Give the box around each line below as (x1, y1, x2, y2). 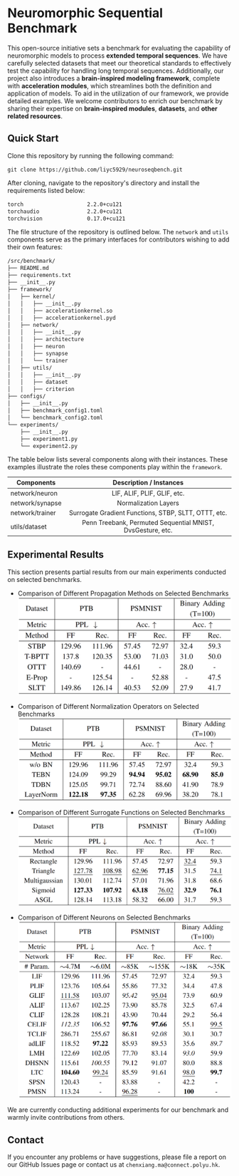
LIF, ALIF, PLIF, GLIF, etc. (111, 489, 185, 497)
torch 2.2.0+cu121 (7, 201, 122, 208)
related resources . (7, 112, 63, 120)
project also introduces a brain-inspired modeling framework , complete (7, 73, 221, 83)
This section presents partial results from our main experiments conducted (7, 568, 226, 576)
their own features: (7, 242, 63, 251)
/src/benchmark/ (7, 257, 55, 264)
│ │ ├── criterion (7, 385, 75, 392)
